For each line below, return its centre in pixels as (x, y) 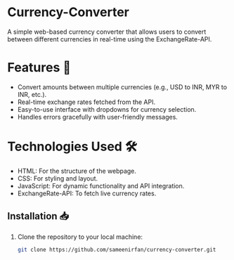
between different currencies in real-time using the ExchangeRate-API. (110, 39)
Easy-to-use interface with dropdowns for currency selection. (107, 109)
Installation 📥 (38, 216)
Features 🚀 (39, 68)
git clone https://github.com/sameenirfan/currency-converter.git (117, 249)
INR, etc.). (32, 94)
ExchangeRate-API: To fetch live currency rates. (87, 193)
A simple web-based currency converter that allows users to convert (107, 32)
